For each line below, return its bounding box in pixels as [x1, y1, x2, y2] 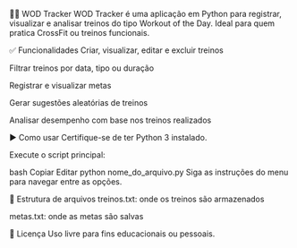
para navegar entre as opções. [9, 176, 123, 187]
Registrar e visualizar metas [9, 81, 112, 90]
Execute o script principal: [9, 150, 106, 160]
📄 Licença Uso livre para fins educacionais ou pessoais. [9, 228, 216, 239]
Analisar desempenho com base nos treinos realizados [9, 115, 212, 125]
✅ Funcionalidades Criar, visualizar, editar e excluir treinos [9, 45, 224, 56]
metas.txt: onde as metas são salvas [9, 211, 144, 221]
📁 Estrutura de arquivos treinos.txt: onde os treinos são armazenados [9, 193, 265, 204]
